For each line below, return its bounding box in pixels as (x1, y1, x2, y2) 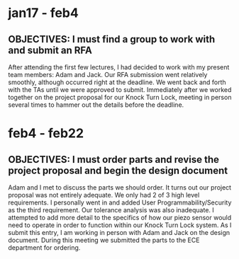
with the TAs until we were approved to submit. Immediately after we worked (8, 86, 232, 93)
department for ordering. (8, 243, 81, 252)
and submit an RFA (8, 44, 93, 56)
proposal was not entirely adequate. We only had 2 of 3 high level (8, 191, 200, 199)
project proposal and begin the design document (8, 164, 228, 176)
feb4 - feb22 (8, 125, 84, 142)
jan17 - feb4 (8, 5, 79, 21)
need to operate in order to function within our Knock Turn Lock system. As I (8, 221, 232, 229)
